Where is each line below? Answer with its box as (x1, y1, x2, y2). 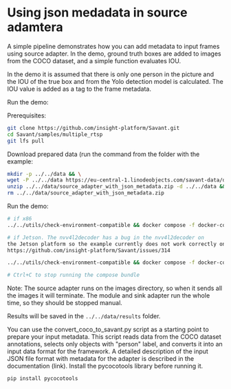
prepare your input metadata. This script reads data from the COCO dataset (7, 333, 221, 341)
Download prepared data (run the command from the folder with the (7, 150, 200, 158)
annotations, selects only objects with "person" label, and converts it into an (7, 340, 223, 348)
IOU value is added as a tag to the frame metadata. (7, 85, 151, 93)
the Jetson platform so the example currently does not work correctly (7, 241, 217, 247)
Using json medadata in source (7, 5, 188, 21)
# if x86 (7, 215, 32, 223)
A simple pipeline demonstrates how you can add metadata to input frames (7, 42, 220, 50)
